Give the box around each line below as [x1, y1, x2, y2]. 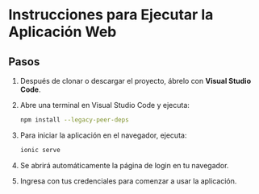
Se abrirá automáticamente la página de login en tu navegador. [19, 160, 229, 170]
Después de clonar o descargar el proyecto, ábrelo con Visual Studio [19, 76, 252, 85]
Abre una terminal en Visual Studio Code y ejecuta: [19, 101, 190, 109]
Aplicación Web [8, 23, 117, 41]
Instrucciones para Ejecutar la [8, 6, 214, 24]
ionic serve [19, 146, 61, 154]
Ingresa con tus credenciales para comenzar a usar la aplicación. [19, 175, 237, 186]
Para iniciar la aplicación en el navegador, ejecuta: [19, 130, 187, 140]
